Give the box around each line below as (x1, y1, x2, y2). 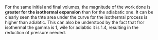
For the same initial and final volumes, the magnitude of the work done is (5, 4, 151, 10)
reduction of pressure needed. (5, 30, 67, 35)
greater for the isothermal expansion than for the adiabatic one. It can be (5, 9, 154, 15)
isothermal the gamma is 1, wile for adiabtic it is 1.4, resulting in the (5, 25, 139, 30)
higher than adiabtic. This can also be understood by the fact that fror (5, 19, 145, 25)
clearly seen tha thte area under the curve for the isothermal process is (5, 14, 148, 20)
